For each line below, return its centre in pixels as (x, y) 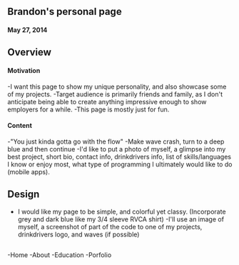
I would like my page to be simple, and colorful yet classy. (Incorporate (122, 211)
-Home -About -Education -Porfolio (60, 255)
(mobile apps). (29, 171)
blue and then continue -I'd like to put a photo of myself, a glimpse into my (117, 149)
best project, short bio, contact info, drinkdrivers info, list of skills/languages (119, 156)
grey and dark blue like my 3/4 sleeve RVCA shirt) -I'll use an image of (121, 219)
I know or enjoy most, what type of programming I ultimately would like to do (120, 164)
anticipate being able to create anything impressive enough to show (107, 101)
